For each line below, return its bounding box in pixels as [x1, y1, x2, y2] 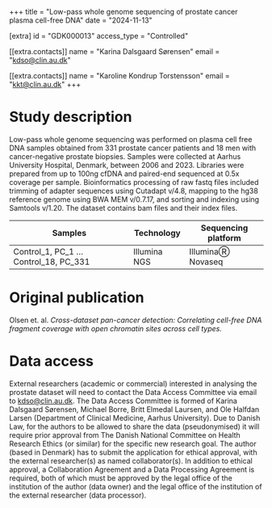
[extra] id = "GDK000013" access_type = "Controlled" [9, 31, 189, 40]
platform [207, 232, 241, 243]
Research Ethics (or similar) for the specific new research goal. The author [9, 439, 257, 448]
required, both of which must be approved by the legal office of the [9, 472, 232, 483]
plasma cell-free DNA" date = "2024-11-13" [9, 15, 153, 25]
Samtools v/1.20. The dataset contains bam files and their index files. [9, 203, 238, 212]
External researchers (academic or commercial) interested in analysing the [9, 379, 257, 388]
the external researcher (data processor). [9, 490, 147, 500]
